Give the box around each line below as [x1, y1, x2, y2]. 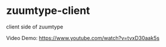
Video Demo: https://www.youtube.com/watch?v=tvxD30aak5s [6, 34, 160, 41]
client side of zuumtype [6, 23, 64, 30]
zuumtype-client [6, 4, 90, 17]
